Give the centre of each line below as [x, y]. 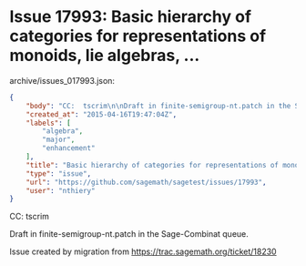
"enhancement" [69, 148]
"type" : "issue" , [59, 174]
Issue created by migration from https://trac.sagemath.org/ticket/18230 [143, 251]
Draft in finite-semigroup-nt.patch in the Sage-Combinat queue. [129, 234]
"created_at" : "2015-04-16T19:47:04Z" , [102, 114]
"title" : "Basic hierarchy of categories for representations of [153, 165]
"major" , [59, 140]
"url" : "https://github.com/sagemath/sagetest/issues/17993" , [146, 182]
